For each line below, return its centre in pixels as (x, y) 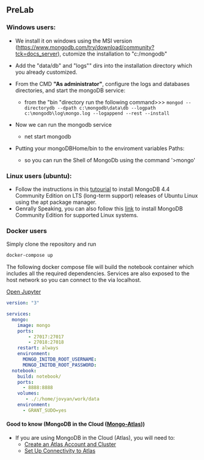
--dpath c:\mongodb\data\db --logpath (107, 108)
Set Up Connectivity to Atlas (60, 450)
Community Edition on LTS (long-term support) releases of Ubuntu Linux (107, 195)
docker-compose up (30, 256)
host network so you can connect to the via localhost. (74, 280)
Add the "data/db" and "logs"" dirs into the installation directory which (104, 65)
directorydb (39, 108)
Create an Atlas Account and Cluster (70, 444)
